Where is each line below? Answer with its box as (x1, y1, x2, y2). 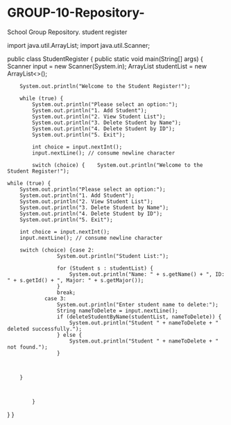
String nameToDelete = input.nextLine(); (56, 307, 178, 314)
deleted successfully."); (7, 325, 82, 332)
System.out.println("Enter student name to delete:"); (56, 301, 219, 308)
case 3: (44, 295, 67, 302)
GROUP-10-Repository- (7, 5, 145, 21)
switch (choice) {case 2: (19, 246, 95, 254)
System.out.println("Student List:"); (56, 252, 169, 259)
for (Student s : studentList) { (56, 265, 154, 272)
